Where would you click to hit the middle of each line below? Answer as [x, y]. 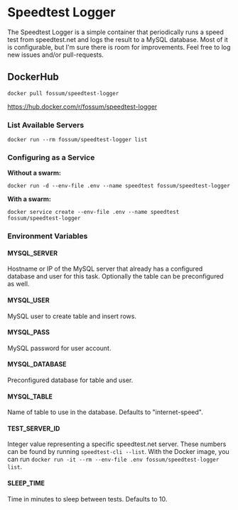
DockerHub [33, 77]
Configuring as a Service [51, 157]
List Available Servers [46, 125]
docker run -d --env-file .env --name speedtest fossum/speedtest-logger [119, 186]
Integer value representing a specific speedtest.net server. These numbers [117, 444]
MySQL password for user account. [59, 348]
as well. [18, 284]
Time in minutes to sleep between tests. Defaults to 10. [87, 499]
